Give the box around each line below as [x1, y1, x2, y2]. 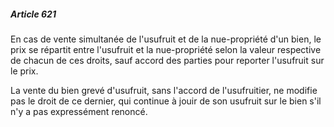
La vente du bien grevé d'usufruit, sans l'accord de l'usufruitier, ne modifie [10, 84, 318, 96]
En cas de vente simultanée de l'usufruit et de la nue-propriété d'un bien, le [10, 33, 322, 45]
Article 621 [10, 8, 57, 20]
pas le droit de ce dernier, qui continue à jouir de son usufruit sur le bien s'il [10, 95, 322, 107]
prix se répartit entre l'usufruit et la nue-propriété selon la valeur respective [10, 43, 322, 55]
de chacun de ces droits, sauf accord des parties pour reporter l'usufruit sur [10, 54, 325, 66]
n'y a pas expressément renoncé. [10, 105, 148, 117]
